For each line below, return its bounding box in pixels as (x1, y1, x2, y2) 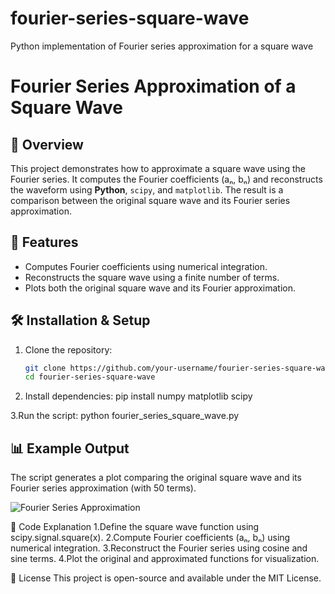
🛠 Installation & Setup (10, 312, 151, 329)
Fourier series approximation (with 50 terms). (10, 482, 197, 494)
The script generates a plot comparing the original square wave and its (10, 472, 302, 484)
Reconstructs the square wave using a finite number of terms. (24, 271, 280, 283)
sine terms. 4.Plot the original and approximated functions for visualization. (10, 553, 320, 565)
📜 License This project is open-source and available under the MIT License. (10, 572, 322, 584)
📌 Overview (10, 136, 84, 153)
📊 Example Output (10, 440, 130, 457)
